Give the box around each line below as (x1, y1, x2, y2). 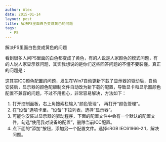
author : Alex (5, 7, 32, 12)
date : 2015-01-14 (5, 12, 41, 17)
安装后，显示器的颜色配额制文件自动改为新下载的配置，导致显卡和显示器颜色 (5, 84, 161, 90)
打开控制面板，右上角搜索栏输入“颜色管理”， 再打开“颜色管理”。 (12, 101, 143, 106)
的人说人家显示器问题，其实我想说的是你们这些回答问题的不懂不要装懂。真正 (5, 61, 161, 67)
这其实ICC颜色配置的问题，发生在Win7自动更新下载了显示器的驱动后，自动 (5, 78, 157, 84)
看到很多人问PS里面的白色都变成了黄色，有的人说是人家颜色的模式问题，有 (5, 55, 158, 61)
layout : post (5, 16, 32, 21)
